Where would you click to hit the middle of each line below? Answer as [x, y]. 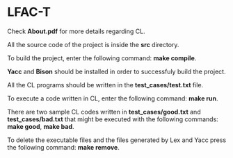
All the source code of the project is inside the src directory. [93, 44]
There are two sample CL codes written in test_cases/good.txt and [104, 112]
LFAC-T [29, 12]
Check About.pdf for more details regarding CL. [76, 31]
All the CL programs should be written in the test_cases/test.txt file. [105, 85]
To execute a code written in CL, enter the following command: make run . [113, 98]
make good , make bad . [41, 126]
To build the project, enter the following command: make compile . [102, 58]
